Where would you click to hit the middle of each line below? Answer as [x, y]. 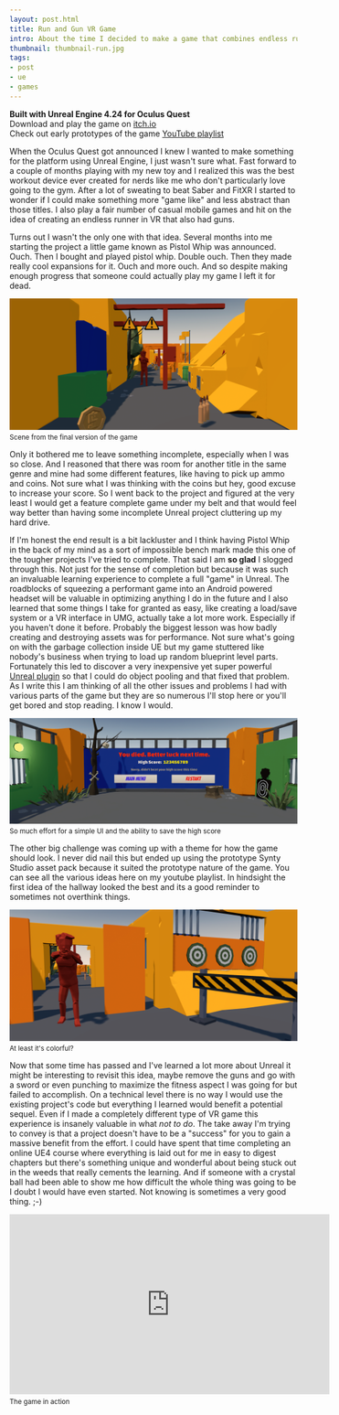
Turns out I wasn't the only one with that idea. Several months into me [141, 237]
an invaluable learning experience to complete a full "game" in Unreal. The [149, 579]
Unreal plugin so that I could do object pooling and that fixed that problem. [149, 676]
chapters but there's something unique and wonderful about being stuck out [153, 1163]
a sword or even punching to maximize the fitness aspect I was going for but [154, 1085]
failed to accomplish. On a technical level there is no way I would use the [146, 1094]
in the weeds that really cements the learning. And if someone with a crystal [153, 1172]
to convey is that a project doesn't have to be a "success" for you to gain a [150, 1133]
